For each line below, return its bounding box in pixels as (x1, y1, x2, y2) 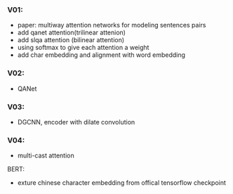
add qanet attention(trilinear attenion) (17, 28, 126, 37)
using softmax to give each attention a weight (17, 44, 149, 52)
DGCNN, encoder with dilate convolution (17, 117, 135, 126)
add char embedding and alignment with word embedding (17, 51, 186, 59)
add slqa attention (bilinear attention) (17, 36, 125, 44)
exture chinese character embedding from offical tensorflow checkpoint (17, 179, 227, 187)
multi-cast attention (17, 151, 75, 160)
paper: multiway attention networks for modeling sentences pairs (17, 21, 206, 30)
